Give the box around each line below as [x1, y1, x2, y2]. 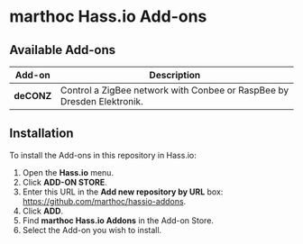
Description [149, 69, 201, 81]
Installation [9, 126, 74, 141]
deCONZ [14, 90, 52, 102]
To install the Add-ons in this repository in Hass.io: [9, 149, 197, 160]
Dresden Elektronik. [60, 95, 144, 107]
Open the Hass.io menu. [22, 167, 115, 177]
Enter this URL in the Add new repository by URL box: [22, 186, 224, 197]
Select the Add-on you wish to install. [22, 224, 162, 235]
